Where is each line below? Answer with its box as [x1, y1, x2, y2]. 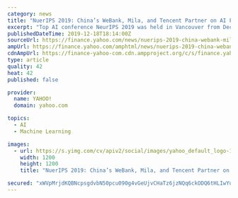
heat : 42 [7, 69, 33, 76]
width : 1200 [20, 153, 55, 161]
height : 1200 [20, 161, 59, 168]
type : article [7, 57, 50, 64]
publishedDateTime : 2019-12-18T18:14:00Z [7, 30, 132, 37]
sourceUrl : [7, 37, 40, 44]
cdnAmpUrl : [7, 50, 40, 57]
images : [7, 141, 30, 148]
